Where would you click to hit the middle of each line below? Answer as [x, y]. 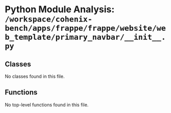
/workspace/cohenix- [49, 19]
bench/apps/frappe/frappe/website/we [85, 28]
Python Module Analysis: [60, 9]
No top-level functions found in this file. [47, 105]
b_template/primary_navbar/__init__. [85, 37]
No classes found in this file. [35, 76]
